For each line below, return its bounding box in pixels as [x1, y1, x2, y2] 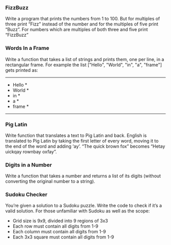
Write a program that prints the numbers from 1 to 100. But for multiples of [5, 16, 160, 22]
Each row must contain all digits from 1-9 [12, 223, 99, 229]
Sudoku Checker [5, 191, 47, 198]
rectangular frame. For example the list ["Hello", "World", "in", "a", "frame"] [5, 62, 162, 68]
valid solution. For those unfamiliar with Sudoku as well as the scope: [5, 208, 150, 214]
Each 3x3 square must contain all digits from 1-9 [12, 234, 115, 240]
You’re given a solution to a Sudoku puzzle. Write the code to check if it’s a [5, 203, 162, 209]
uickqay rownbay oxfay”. [5, 148, 57, 154]
